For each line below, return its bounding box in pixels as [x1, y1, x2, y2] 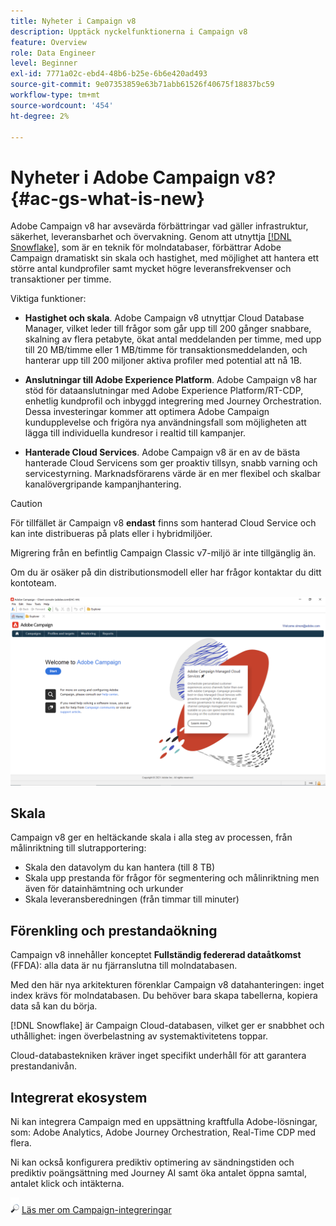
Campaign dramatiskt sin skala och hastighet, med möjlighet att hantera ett [10, 252, 319, 264]
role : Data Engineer [10, 48, 97, 58]
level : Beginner [10, 58, 78, 69]
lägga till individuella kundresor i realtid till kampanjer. [24, 427, 247, 439]
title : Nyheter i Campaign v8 [10, 16, 137, 26]
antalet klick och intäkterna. [10, 1177, 125, 1189]
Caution [10, 498, 43, 510]
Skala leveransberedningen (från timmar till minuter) [24, 893, 240, 905]
